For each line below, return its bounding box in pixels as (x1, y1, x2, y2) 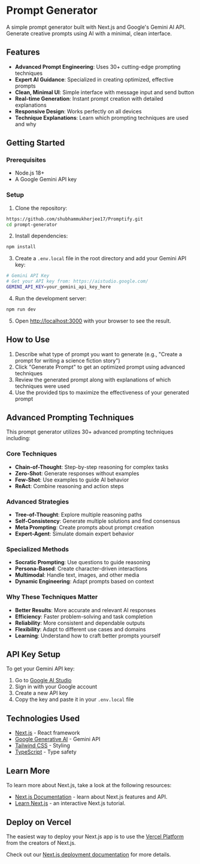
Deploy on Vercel (6, 817, 72, 827)
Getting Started (6, 138, 65, 148)
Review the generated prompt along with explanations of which (14, 376, 171, 383)
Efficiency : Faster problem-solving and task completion (14, 613, 153, 620)
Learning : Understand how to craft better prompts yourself (14, 632, 160, 639)
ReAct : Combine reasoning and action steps (14, 482, 124, 489)
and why (14, 121, 37, 128)
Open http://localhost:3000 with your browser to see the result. (14, 317, 172, 324)
